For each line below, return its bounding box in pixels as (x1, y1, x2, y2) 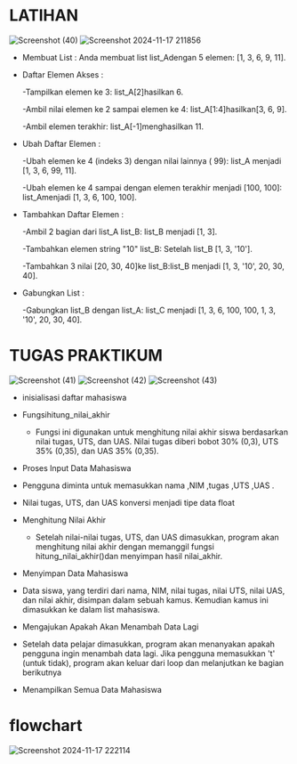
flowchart (9, 716, 83, 736)
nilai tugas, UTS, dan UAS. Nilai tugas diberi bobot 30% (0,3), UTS (35, 435, 278, 446)
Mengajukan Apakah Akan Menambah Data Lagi (21, 621, 199, 632)
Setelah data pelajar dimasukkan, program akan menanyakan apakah (21, 638, 276, 649)
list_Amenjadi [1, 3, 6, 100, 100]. (21, 191, 138, 202)
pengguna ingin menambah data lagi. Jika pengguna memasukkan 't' (21, 647, 276, 659)
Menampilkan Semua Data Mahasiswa (21, 684, 163, 695)
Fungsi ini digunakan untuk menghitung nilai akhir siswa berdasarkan (35, 427, 289, 437)
